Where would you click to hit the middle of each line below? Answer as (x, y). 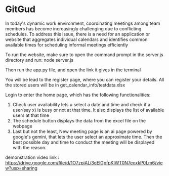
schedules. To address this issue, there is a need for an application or (78, 34)
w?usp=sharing (22, 168)
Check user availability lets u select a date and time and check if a (81, 104)
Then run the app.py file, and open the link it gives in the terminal (73, 70)
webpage (23, 126)
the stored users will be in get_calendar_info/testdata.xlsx (65, 85)
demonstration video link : (32, 157)
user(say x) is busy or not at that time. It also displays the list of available (88, 110)
